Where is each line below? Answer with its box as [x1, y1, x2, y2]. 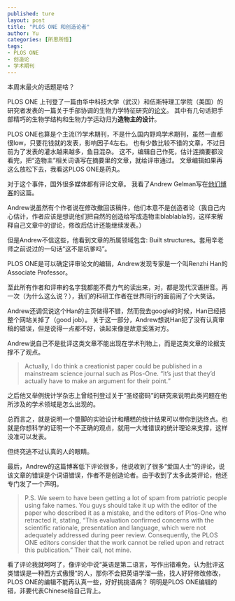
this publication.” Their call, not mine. [24, 546, 131, 554]
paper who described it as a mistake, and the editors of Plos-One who [24, 509, 227, 517]
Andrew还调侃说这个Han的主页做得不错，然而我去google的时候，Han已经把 [7, 306, 226, 315]
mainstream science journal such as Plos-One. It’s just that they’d [24, 369, 215, 378]
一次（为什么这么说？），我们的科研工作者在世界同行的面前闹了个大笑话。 [7, 291, 219, 300]
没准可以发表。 [7, 432, 50, 441]
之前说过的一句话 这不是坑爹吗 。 [13, 244, 111, 253]
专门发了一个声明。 [7, 479, 63, 488]
